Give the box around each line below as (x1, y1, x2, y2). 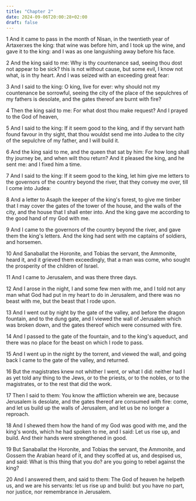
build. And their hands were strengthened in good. (6, 435, 128, 442)
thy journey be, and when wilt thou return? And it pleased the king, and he (6, 155, 185, 162)
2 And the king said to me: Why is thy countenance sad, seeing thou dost (6, 59, 183, 66)
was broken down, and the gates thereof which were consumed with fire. (6, 321, 183, 329)
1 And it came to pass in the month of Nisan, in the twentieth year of (6, 36, 170, 43)
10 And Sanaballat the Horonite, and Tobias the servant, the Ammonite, (6, 250, 177, 257)
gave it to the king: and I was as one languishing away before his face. (6, 48, 176, 55)
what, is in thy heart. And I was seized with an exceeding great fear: (6, 72, 170, 79)
